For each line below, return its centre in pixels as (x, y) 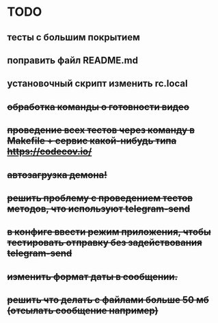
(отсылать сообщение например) (83, 311)
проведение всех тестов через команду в (101, 130)
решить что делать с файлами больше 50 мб (108, 300)
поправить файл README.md (73, 60)
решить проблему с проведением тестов (100, 198)
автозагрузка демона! (57, 175)
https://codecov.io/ (50, 152)
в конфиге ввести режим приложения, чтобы (109, 232)
